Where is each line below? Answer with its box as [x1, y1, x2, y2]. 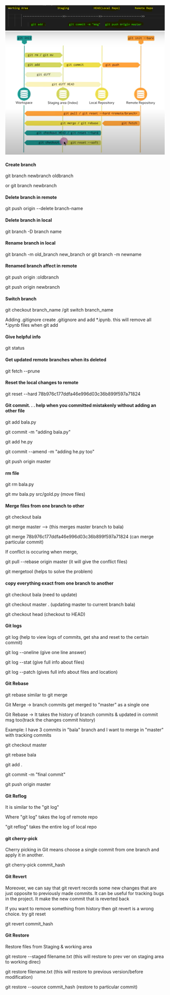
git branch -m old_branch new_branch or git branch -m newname [5, 251, 142, 257]
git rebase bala [5, 752, 36, 758]
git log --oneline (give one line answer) [5, 649, 87, 655]
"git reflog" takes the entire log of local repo [5, 824, 97, 830]
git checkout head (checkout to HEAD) [5, 611, 86, 617]
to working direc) [5, 958, 41, 965]
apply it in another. [5, 852, 44, 858]
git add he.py [5, 439, 33, 445]
